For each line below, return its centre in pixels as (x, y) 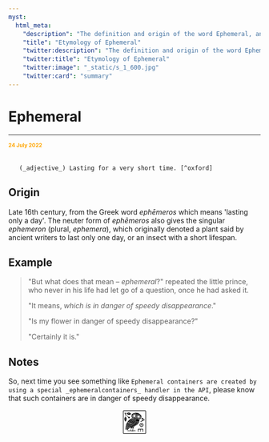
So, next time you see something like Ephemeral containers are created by (133, 381)
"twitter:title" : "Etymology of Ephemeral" (96, 59)
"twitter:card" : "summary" (68, 76)
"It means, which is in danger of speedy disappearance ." (122, 306)
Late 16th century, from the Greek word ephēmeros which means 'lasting (128, 211)
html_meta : (34, 25)
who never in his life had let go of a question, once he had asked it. (139, 290)
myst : (17, 17)
